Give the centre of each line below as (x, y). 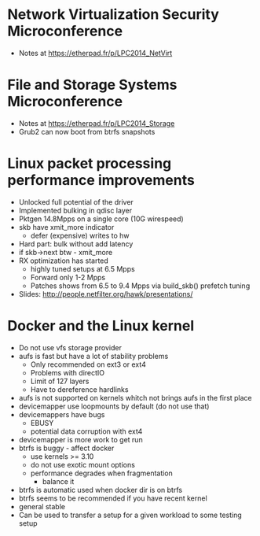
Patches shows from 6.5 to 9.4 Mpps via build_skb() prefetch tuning (140, 286)
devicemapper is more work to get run (81, 439)
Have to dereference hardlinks (79, 389)
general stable (42, 506)
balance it (58, 481)
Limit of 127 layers (60, 381)
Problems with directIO (68, 372)
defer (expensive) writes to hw (80, 235)
